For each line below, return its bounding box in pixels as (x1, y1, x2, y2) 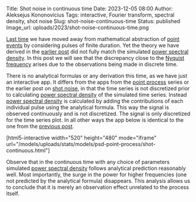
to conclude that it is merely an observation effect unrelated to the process (6, 184, 189, 191)
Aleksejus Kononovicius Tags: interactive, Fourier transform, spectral (6, 11, 175, 18)
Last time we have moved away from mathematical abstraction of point (6, 36, 180, 42)
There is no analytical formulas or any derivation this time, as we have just (6, 72, 188, 79)
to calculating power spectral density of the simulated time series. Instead (6, 91, 187, 98)
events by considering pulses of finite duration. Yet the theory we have (6, 42, 179, 49)
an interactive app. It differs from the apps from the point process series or (6, 78, 189, 86)
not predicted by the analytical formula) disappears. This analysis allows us (6, 178, 191, 184)
